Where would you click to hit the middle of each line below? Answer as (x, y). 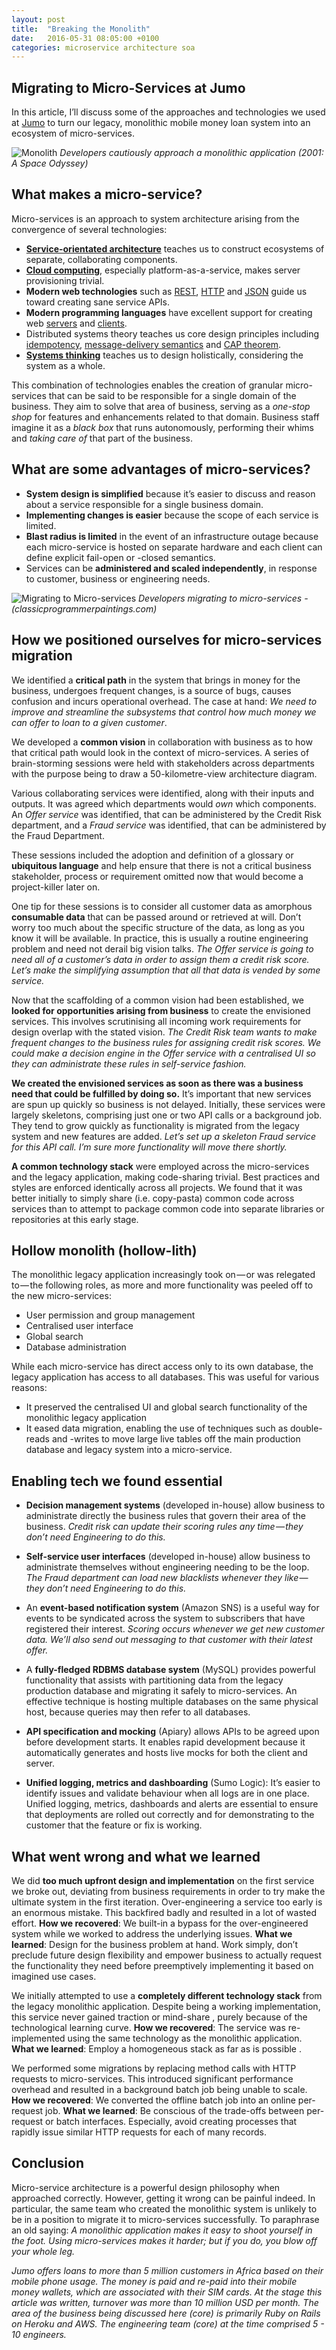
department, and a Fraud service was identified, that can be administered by (169, 825)
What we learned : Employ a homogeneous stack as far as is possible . (156, 2048)
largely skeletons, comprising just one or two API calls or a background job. (167, 1115)
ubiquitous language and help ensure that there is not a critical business (161, 865)
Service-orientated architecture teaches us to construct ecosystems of (175, 248)
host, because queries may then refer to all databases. (138, 1712)
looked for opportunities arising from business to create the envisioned (161, 1010)
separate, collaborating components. (101, 259)
